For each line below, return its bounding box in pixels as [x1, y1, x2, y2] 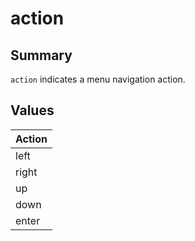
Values [10, 102, 55, 119]
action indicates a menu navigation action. [10, 73, 186, 85]
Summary [10, 47, 73, 64]
